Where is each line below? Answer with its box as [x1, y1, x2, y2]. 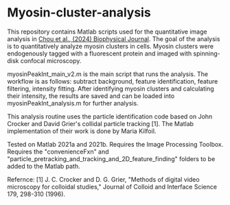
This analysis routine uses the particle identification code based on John [7, 112, 213, 121]
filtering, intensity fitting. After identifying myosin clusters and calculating [7, 84, 214, 93]
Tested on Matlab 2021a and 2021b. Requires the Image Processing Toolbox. [7, 140, 224, 148]
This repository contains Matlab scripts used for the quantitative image [7, 27, 207, 36]
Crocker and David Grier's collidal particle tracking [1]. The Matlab [7, 119, 194, 128]
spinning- [193, 49, 221, 58]
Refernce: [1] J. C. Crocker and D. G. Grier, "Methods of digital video [7, 175, 200, 183]
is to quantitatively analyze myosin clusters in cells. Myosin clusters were [7, 42, 214, 50]
